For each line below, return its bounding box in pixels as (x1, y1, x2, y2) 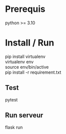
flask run (5, 124, 23, 130)
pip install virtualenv (5, 53, 45, 59)
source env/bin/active (5, 64, 49, 70)
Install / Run (5, 37, 55, 48)
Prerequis (5, 3, 45, 15)
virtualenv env (5, 58, 34, 65)
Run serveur (5, 111, 44, 120)
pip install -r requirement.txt (5, 69, 62, 75)
